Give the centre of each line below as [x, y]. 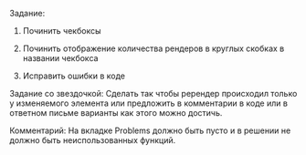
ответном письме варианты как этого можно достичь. [116, 113]
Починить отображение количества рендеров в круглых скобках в [153, 48]
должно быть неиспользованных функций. [93, 140]
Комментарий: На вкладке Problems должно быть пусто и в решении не [150, 130]
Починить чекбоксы [62, 31]
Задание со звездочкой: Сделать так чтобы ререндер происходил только [153, 93]
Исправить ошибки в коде [74, 76]
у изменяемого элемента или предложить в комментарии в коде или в [148, 103]
